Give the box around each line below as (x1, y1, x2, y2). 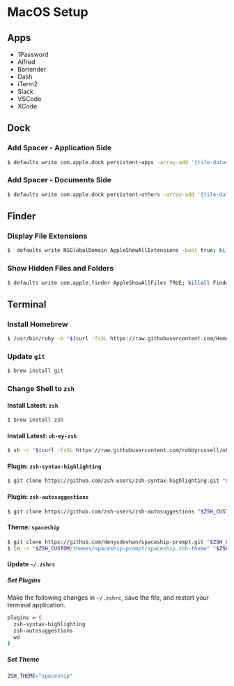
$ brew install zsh (7, 417, 64, 424)
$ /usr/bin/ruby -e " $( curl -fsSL (7, 335, 108, 342)
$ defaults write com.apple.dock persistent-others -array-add (7, 191, 195, 198)
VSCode (17, 95, 42, 103)
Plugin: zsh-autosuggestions (7, 492, 89, 501)
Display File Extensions (7, 231, 88, 241)
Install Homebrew (7, 319, 68, 329)
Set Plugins (7, 575, 41, 584)
